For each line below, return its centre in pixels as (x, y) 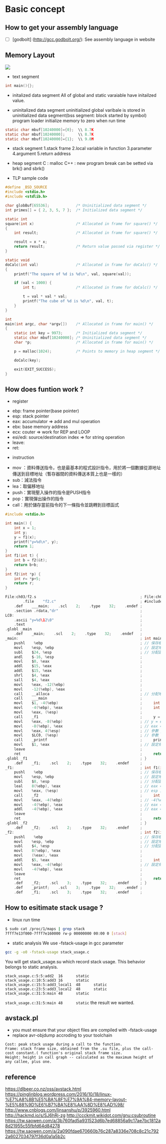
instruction (23, 457)
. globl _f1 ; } (76, 758)
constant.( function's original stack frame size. (69, 1053)
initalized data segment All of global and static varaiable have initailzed (84, 95)
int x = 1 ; (25, 528)
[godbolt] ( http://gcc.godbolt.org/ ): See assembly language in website (84, 39)
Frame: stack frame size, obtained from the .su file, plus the (73, 1049)
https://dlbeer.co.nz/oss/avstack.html (43, 1089)
